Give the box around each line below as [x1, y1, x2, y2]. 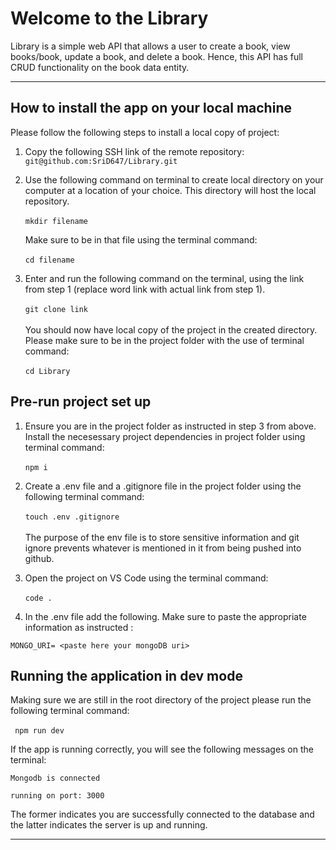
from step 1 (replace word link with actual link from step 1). [24, 283, 266, 295]
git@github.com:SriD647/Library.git [24, 156, 178, 166]
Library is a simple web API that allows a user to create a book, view [10, 40, 291, 52]
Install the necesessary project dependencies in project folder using [24, 430, 306, 442]
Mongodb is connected [10, 773, 101, 784]
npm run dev [14, 726, 65, 736]
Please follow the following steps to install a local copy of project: [10, 126, 280, 138]
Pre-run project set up [10, 393, 152, 411]
